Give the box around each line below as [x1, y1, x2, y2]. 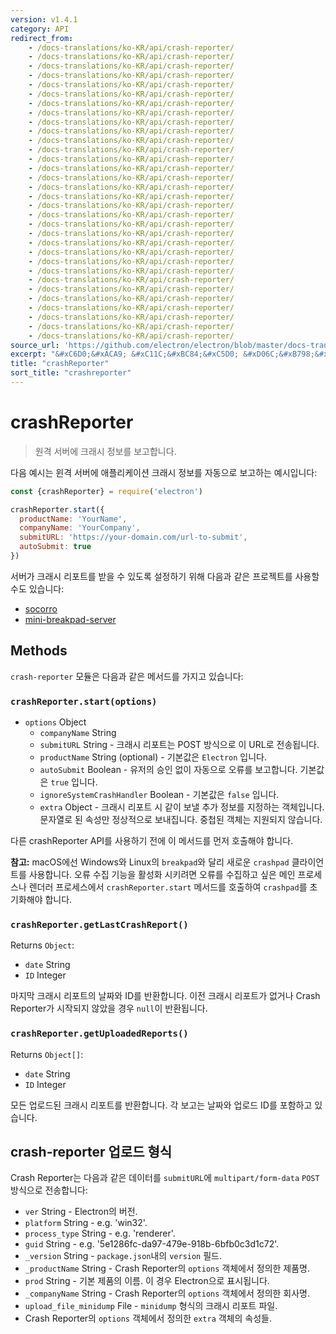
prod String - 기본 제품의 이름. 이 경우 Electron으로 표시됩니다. [24, 1275, 270, 1287]
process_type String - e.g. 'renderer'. [24, 1227, 176, 1240]
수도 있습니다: [10, 582, 65, 595]
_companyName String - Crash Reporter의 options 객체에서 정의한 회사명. [24, 1287, 311, 1300]
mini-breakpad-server [24, 613, 117, 625]
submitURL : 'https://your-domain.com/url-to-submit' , [19, 532, 248, 543]
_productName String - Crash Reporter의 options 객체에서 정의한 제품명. [24, 1262, 311, 1275]
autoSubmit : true [19, 542, 92, 552]
